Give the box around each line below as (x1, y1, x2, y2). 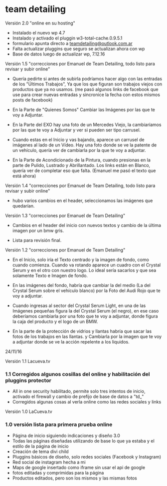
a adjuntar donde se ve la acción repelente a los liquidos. (12, 338, 130, 344)
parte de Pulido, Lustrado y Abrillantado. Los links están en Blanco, (12, 162, 151, 168)
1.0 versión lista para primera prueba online (5, 421, 113, 428)
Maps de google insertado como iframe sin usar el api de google (12, 464, 146, 470)
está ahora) (12, 172, 36, 178)
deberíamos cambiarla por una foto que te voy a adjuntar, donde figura (12, 313, 158, 319)
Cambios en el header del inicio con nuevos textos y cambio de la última (12, 222, 161, 228)
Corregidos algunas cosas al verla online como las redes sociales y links (12, 399, 162, 405)
